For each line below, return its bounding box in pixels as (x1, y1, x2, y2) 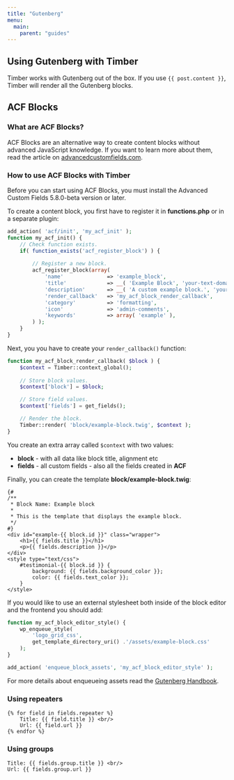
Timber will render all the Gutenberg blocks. (7, 81, 134, 90)
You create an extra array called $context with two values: (7, 440, 174, 449)
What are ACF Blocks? (7, 123, 84, 132)
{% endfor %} (7, 728, 45, 735)
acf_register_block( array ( (32, 267, 111, 274)
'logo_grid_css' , (32, 632, 82, 639)
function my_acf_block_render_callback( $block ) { (7, 357, 160, 364)
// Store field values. (19, 396, 89, 403)
